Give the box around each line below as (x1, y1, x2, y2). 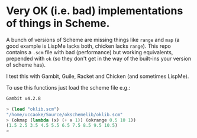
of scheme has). (6, 61, 46, 68)
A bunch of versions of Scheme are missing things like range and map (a (6, 36, 180, 43)
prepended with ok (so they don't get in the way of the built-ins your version (6, 55, 192, 62)
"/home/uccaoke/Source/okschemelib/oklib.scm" (6, 111, 123, 117)
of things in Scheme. (6, 17, 110, 30)
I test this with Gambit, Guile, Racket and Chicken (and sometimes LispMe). (6, 73, 189, 80)
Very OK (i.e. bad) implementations (6, 4, 183, 18)
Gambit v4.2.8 (6, 96, 41, 101)
